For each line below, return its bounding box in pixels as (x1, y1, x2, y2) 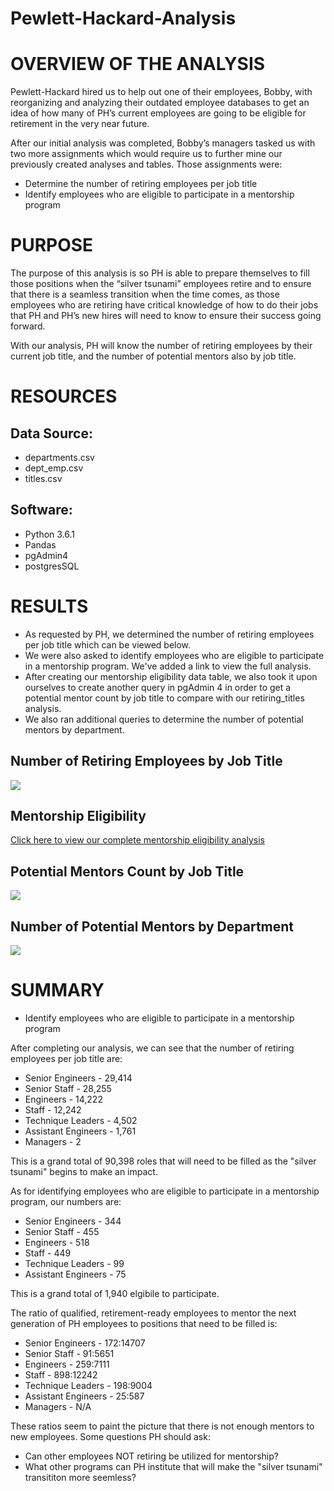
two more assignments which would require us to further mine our (10, 148, 283, 160)
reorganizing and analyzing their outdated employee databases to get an (10, 97, 310, 109)
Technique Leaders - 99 (24, 1258, 125, 1269)
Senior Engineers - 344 (24, 1215, 122, 1227)
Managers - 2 (24, 1136, 82, 1147)
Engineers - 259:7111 (24, 1358, 110, 1370)
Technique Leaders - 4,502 (24, 1115, 138, 1126)
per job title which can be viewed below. (24, 638, 192, 651)
